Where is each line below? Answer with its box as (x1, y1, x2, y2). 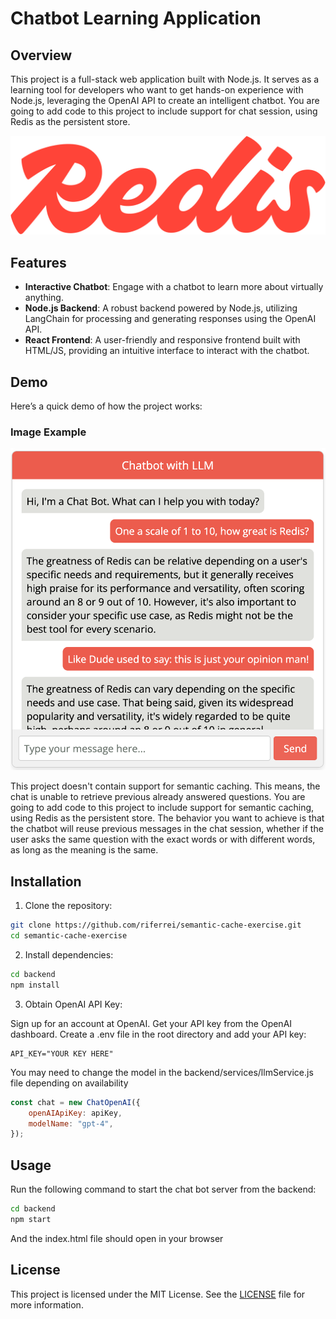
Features (10, 254, 67, 271)
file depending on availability (10, 1077, 129, 1089)
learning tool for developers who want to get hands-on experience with (10, 84, 304, 96)
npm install (10, 980, 60, 990)
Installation (10, 873, 82, 890)
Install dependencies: (24, 949, 114, 961)
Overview (10, 47, 73, 64)
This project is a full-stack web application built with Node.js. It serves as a (10, 73, 320, 85)
